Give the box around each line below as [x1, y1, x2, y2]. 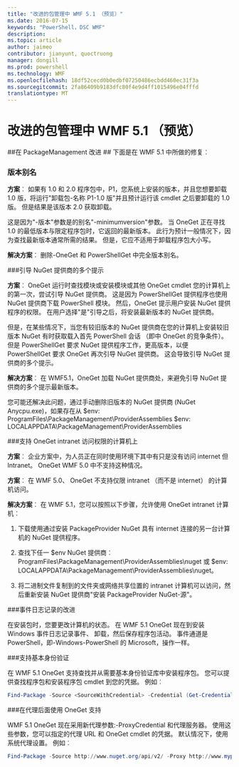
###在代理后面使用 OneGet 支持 [7, 706, 102, 714]
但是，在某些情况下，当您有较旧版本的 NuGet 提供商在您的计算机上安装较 [7, 323, 223, 331]
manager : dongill [7, 57, 59, 64]
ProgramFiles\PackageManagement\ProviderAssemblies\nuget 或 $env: [17, 557, 228, 566]
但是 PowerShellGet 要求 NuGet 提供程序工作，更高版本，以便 [7, 341, 188, 349]
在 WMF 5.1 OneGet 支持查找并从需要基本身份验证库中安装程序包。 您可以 [7, 669, 224, 677]
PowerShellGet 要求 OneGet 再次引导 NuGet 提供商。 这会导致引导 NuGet [7, 350, 223, 359]
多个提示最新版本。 [26, 383, 83, 391]
